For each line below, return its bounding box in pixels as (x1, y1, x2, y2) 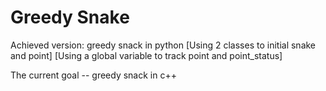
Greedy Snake (10, 6, 130, 29)
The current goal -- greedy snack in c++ (10, 69, 177, 81)
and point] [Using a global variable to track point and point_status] (10, 49, 283, 61)
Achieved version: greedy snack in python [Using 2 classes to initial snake (10, 39, 317, 51)
